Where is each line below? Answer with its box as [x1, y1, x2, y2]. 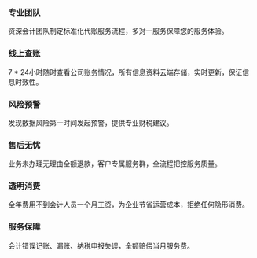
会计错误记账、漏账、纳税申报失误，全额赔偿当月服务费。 [8, 241, 194, 250]
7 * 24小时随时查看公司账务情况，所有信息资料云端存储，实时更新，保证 [8, 67, 243, 76]
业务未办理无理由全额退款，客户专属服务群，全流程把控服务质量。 [8, 159, 222, 168]
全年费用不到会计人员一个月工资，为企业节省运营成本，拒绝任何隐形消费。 [8, 200, 249, 209]
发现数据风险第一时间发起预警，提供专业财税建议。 [8, 118, 174, 127]
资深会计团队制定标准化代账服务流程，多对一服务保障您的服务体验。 [8, 26, 229, 36]
